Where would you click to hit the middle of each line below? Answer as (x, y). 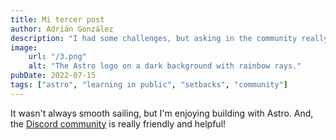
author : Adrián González (62, 29)
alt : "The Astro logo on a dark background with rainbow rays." (165, 66)
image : (24, 47)
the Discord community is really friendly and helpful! (118, 123)
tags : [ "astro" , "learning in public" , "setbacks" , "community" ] (149, 85)
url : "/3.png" (57, 57)
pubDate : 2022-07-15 (53, 76)
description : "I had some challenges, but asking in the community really (169, 38)
